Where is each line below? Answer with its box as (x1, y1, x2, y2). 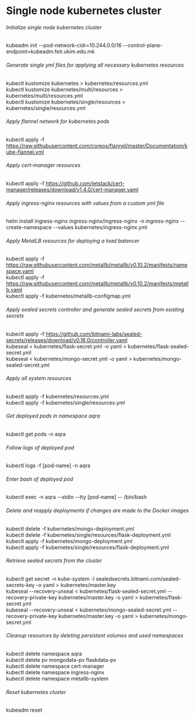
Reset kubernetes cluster (6, 688, 66, 695)
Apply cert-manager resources (6, 162, 81, 169)
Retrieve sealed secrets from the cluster (6, 557, 102, 564)
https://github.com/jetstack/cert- (46, 180, 125, 187)
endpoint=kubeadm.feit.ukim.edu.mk (6, 48, 95, 55)
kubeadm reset (6, 706, 43, 714)
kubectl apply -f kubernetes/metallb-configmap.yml (6, 292, 131, 299)
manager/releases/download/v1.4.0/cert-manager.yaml (6, 186, 139, 193)
